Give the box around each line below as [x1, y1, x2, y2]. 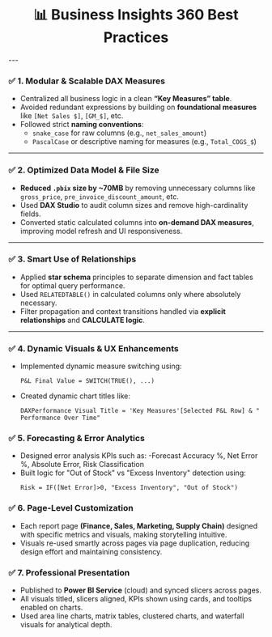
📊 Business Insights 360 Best [33, 6, 239, 24]
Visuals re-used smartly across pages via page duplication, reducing [19, 538, 249, 548]
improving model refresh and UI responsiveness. [19, 226, 183, 236]
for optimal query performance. [19, 280, 125, 291]
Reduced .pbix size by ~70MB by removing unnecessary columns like [19, 183, 256, 193]
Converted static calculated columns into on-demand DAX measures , [19, 217, 254, 227]
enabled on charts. [19, 603, 83, 613]
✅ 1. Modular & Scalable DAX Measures [8, 75, 166, 87]
